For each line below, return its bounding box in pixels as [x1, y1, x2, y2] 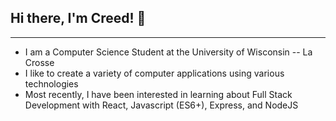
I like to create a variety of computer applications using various [24, 67, 285, 79]
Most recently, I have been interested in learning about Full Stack [24, 88, 293, 100]
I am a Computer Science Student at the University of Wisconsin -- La [24, 46, 313, 58]
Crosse [24, 56, 55, 68]
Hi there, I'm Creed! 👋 [10, 10, 147, 27]
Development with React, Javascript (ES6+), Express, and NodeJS [24, 99, 299, 111]
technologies [24, 77, 79, 90]
